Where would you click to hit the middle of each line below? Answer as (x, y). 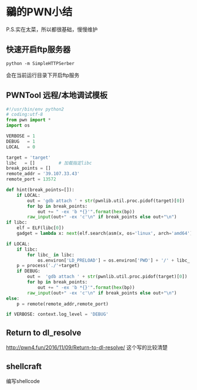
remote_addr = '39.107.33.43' (43, 174)
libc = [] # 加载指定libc (49, 163)
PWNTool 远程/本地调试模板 (57, 95)
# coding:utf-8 (25, 115)
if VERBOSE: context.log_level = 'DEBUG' (57, 314)
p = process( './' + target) (48, 266)
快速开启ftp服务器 (38, 49)
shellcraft (24, 366)
